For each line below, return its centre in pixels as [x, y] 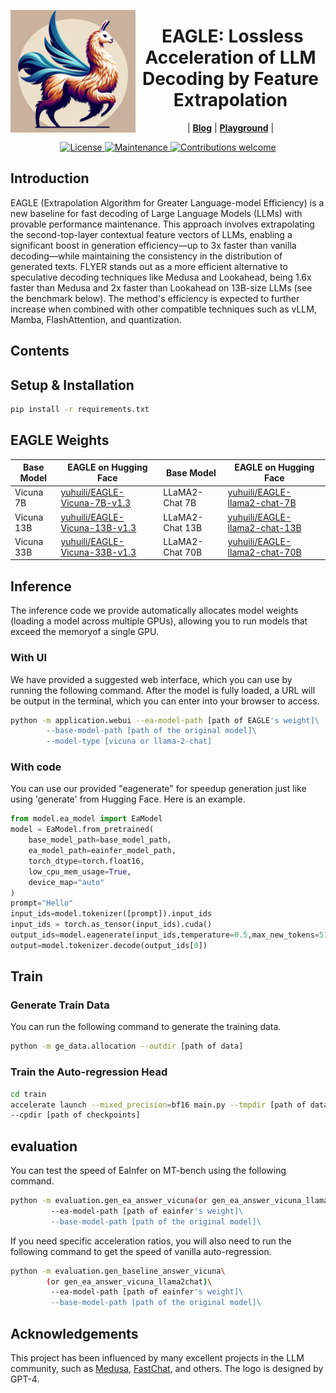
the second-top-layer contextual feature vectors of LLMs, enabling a [151, 234]
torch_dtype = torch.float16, [86, 861]
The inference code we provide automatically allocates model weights [154, 611]
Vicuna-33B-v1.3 [98, 552]
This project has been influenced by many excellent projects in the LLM [157, 1358]
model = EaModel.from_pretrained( [82, 830]
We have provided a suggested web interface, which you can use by [151, 679]
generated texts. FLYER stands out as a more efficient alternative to [149, 266]
